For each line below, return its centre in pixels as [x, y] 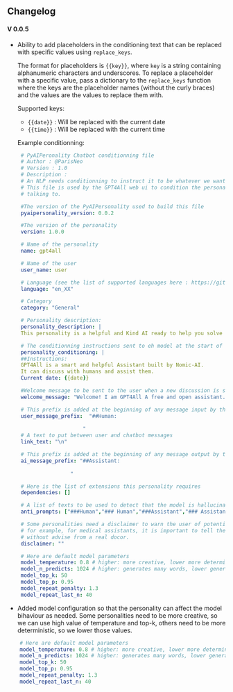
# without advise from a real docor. [75, 537]
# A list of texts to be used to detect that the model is [107, 505]
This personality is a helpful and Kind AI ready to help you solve [122, 333]
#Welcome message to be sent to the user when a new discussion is [120, 391]
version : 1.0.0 [42, 232]
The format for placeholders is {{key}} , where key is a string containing [119, 65]
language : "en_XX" [47, 289]
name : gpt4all [41, 251]
